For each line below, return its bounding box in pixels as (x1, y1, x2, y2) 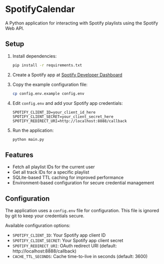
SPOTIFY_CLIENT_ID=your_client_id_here (12, 110, 96, 115)
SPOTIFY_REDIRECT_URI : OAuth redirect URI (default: (12, 243, 117, 249)
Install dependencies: (12, 53, 57, 59)
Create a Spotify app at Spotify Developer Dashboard (12, 71, 122, 78)
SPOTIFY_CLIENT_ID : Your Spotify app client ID (12, 232, 106, 238)
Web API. (5, 25, 24, 31)
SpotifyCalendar (5, 3, 75, 15)
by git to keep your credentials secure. (5, 213, 84, 219)
